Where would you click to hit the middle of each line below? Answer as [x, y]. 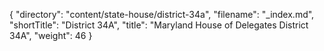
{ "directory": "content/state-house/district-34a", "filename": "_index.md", [162, 14]
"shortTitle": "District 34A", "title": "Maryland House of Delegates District [159, 25]
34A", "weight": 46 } [51, 35]
